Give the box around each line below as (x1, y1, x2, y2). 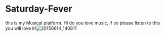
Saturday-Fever (5, 3, 72, 15)
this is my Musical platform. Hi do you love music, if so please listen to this (5, 20, 160, 26)
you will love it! (5, 25, 36, 31)
